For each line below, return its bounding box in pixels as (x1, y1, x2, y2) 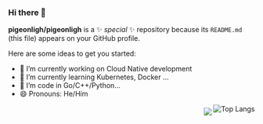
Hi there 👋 (8, 7, 47, 18)
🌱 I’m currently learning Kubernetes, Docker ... (19, 72, 169, 82)
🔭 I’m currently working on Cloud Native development (19, 64, 193, 74)
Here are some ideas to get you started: (8, 49, 137, 58)
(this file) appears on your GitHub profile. (8, 34, 141, 43)
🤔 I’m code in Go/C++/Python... (19, 81, 121, 90)
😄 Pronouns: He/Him (19, 89, 88, 99)
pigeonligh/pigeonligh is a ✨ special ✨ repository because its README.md (8, 25, 243, 35)
